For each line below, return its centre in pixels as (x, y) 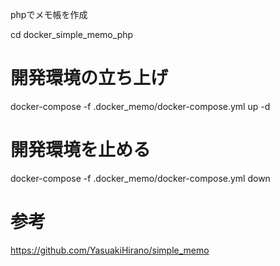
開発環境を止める (81, 150)
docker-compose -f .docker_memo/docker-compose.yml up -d (140, 106)
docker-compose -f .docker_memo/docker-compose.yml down (140, 178)
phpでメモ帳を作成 (49, 14)
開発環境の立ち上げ (89, 78)
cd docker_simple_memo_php (72, 34)
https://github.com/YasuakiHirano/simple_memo (110, 250)
